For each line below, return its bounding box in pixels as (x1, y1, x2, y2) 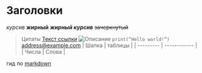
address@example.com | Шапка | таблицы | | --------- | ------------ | (21, 42, 197, 49)
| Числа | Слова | (21, 48, 65, 55)
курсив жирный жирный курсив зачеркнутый (6, 24, 129, 31)
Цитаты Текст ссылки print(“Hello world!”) (21, 35, 170, 42)
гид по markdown (6, 60, 52, 67)
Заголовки (6, 4, 63, 17)
